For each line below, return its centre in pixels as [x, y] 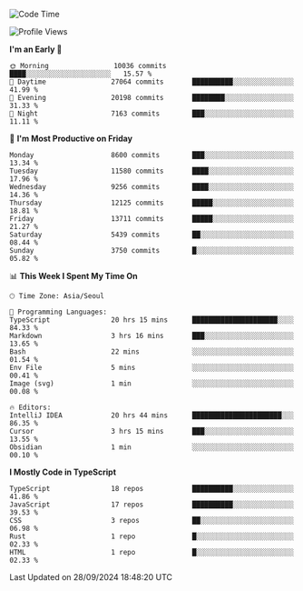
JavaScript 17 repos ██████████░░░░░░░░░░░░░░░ [152, 505]
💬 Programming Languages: [58, 312]
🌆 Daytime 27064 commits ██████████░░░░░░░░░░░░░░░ [152, 82]
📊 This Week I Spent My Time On [73, 276]
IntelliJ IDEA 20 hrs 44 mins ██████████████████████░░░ [152, 416]
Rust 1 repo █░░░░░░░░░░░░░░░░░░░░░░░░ [152, 536]
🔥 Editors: [30, 407]
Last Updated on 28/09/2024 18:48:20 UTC [91, 577]
